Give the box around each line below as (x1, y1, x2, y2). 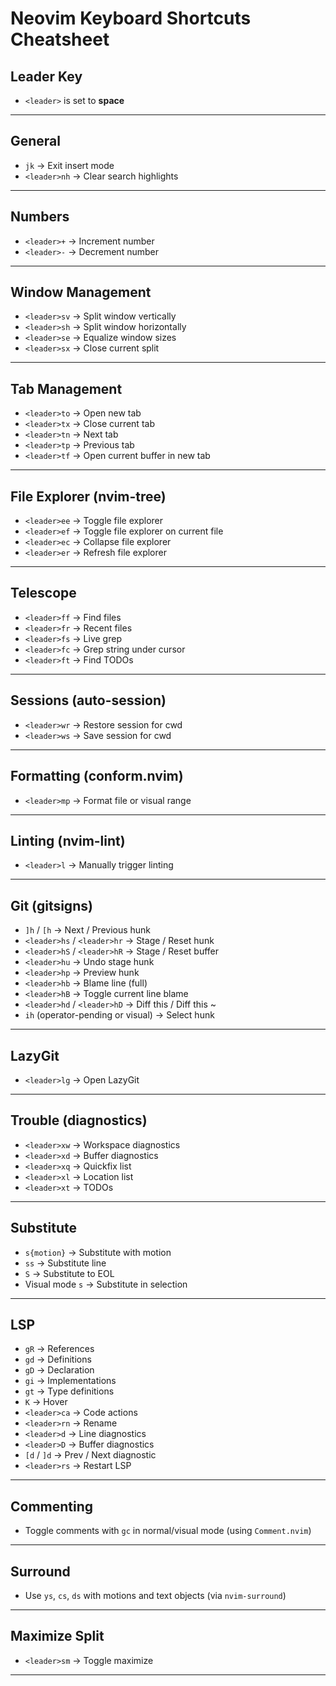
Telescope (10, 585, 77, 602)
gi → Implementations (24, 1375, 117, 1387)
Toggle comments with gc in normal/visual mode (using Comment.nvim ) (24, 1525, 312, 1537)
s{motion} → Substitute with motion (24, 1246, 172, 1258)
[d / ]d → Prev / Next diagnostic (24, 1449, 157, 1461)
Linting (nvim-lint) (10, 832, 126, 849)
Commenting (10, 1498, 94, 1515)
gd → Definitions (24, 1353, 92, 1366)
